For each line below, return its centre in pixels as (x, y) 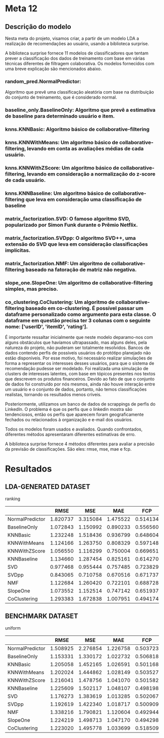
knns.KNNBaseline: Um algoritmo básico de (58, 193)
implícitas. (18, 250)
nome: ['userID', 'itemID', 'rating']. (46, 327)
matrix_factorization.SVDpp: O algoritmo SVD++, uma (71, 238)
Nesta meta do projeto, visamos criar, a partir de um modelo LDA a (72, 38)
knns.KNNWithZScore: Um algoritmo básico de (62, 168)
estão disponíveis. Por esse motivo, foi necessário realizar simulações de (79, 358)
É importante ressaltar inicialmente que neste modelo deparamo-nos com (79, 337)
